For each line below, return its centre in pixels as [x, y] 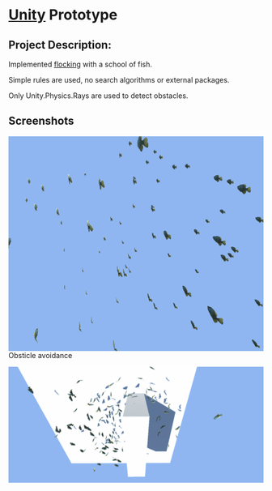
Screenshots [41, 121]
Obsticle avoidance [40, 355]
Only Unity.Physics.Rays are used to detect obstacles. [98, 96]
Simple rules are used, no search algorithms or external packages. [119, 80]
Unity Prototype [63, 15]
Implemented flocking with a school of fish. [80, 64]
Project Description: [60, 45]
